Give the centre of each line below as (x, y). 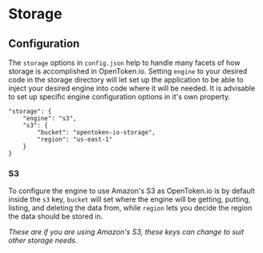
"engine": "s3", (50, 118)
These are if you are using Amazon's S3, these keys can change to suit (126, 232)
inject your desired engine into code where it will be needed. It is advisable (132, 88)
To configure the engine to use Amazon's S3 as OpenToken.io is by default (131, 191)
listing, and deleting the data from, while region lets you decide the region (130, 208)
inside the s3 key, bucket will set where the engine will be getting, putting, (129, 199)
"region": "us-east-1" (75, 139)
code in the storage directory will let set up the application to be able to (126, 80)
